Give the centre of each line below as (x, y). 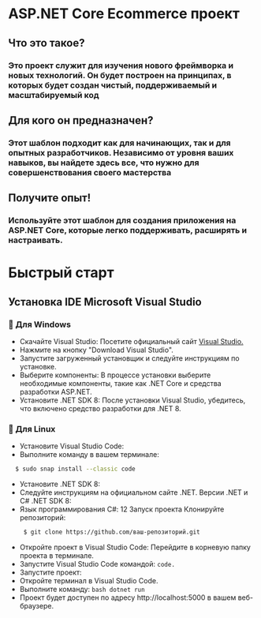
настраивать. (35, 240)
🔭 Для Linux (32, 429)
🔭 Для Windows (39, 324)
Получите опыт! (50, 198)
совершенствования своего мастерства (90, 172)
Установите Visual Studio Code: (72, 446)
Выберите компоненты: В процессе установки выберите (115, 375)
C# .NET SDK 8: (45, 501)
